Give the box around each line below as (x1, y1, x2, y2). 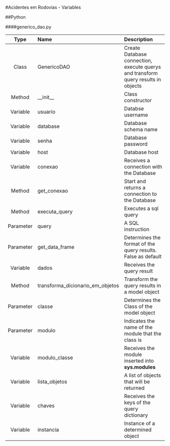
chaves (37, 402, 55, 409)
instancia (37, 426, 59, 433)
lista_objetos (37, 378, 67, 385)
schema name (123, 126, 158, 133)
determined (123, 426, 152, 433)
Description (123, 36, 153, 42)
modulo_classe (37, 354, 73, 361)
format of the (123, 240, 155, 247)
